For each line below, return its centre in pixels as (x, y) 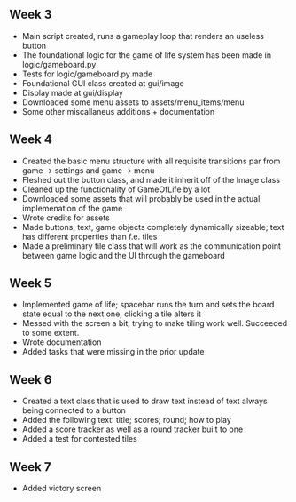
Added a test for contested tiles (79, 439)
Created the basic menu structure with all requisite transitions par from (151, 161)
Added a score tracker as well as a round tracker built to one (132, 429)
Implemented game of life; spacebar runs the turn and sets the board (148, 305)
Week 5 (30, 283)
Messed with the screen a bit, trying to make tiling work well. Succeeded (155, 323)
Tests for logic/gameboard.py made (87, 74)
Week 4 (31, 140)
